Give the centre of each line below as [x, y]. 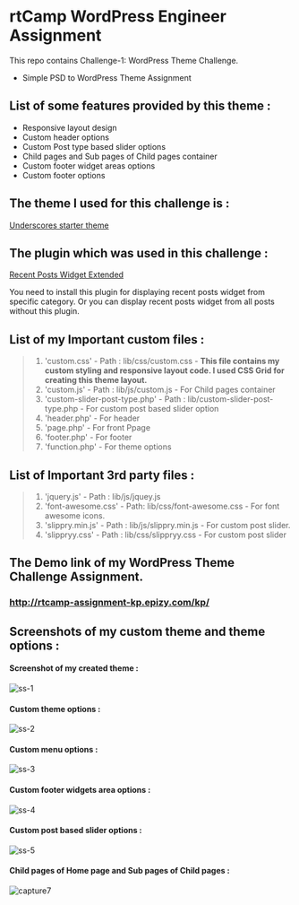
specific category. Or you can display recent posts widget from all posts [142, 301]
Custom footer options [64, 175]
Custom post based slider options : [76, 831]
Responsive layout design [70, 127]
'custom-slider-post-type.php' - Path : [115, 399]
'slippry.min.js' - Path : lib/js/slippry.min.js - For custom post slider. [167, 525]
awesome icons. [75, 516]
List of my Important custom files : [107, 339]
